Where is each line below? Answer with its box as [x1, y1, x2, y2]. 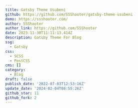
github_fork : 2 [5, 95, 37, 100]
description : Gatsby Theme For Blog [5, 35, 81, 40]
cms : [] [5, 63, 21, 68]
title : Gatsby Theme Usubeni [5, 7, 66, 12]
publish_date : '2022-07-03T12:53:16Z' [5, 81, 86, 86]
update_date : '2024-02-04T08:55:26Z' [5, 86, 84, 91]
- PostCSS [9, 58, 30, 63]
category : [5, 68, 26, 73]
